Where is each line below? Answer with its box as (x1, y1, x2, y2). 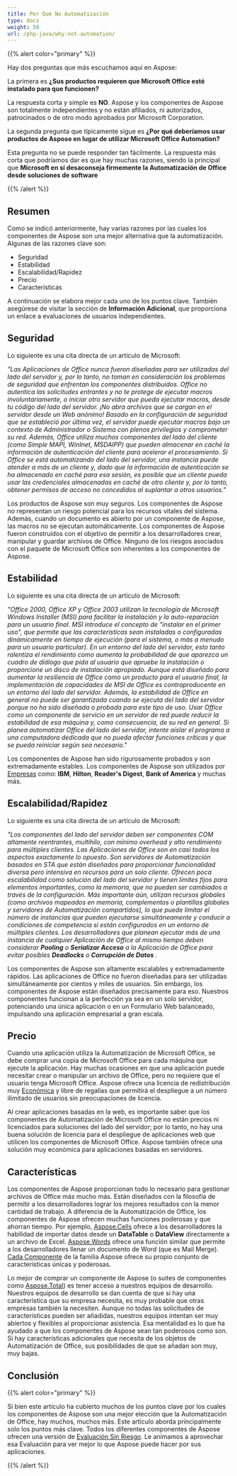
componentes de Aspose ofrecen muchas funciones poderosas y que (7, 1215, 211, 1224)
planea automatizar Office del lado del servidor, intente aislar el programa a (7, 725, 230, 734)
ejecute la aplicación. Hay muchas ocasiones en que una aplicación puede (7, 1064, 225, 1073)
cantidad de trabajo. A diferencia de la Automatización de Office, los (7, 1207, 207, 1216)
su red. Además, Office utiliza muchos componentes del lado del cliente (7, 432, 218, 441)
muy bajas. (7, 1349, 40, 1358)
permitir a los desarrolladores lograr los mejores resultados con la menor (7, 1200, 219, 1209)
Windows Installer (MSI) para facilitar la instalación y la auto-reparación (7, 613, 219, 621)
